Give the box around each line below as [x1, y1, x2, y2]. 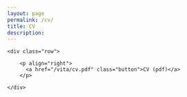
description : [7, 29, 45, 36]
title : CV [7, 23, 36, 30]
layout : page [7, 10, 45, 17]
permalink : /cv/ [7, 17, 54, 23]
